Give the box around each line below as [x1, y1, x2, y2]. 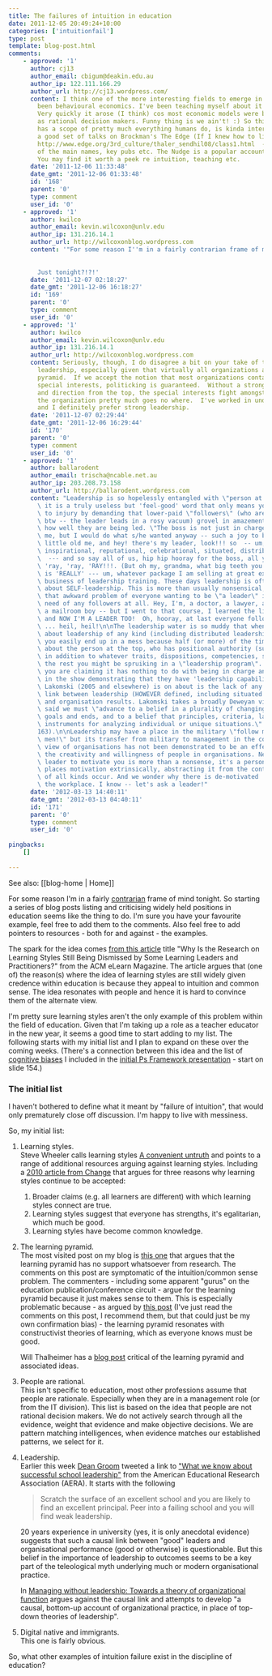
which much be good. [32, 1217, 105, 1227]
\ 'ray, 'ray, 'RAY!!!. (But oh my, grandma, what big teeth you [37, 562, 263, 570]
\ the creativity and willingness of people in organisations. [37, 750, 255, 759]
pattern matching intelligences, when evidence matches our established [19, 1428, 261, 1438]
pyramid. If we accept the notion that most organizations [37, 374, 244, 382]
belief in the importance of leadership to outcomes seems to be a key [19, 1553, 253, 1563]
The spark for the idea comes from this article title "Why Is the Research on [8, 943, 260, 953]
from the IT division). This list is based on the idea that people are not [19, 1402, 253, 1412]
